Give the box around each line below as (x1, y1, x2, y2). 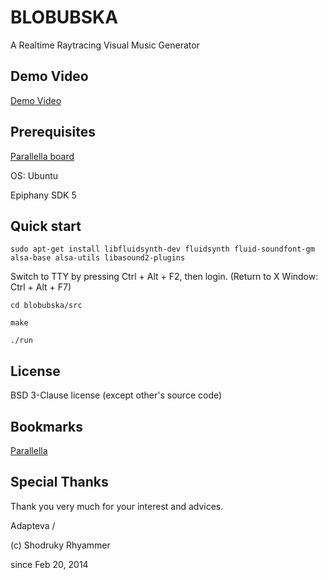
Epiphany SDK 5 (10, 189, 77, 201)
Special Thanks (10, 474, 109, 491)
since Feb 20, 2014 (10, 558, 89, 570)
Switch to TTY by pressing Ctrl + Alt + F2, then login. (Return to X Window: (10, 271, 319, 283)
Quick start (10, 217, 82, 235)
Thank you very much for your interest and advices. (10, 500, 224, 512)
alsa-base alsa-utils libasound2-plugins (10, 253, 186, 263)
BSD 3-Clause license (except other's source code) (10, 389, 223, 401)
